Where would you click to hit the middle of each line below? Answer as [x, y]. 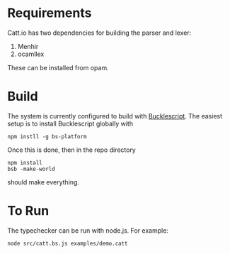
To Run [28, 211]
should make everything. [44, 182]
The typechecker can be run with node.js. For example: [88, 230]
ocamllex [31, 54]
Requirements [50, 13]
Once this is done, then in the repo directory [71, 150]
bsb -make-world [31, 169]
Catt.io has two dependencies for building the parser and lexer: [99, 33]
